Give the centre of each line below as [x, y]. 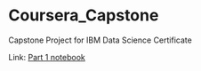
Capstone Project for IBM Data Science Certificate [100, 40]
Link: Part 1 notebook [47, 57]
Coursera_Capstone [84, 16]
